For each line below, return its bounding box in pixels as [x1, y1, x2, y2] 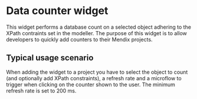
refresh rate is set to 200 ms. [6, 87, 77, 94]
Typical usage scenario [6, 53, 94, 63]
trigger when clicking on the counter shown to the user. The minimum [6, 81, 175, 88]
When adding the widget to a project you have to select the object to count [6, 69, 188, 76]
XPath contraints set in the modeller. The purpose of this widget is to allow [6, 29, 188, 36]
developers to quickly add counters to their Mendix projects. [6, 36, 153, 43]
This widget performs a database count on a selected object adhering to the [6, 23, 192, 30]
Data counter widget [6, 4, 109, 18]
